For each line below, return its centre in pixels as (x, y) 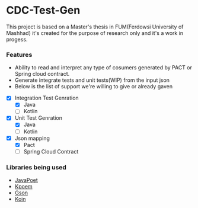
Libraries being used (36, 167)
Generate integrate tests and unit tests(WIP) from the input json (92, 80)
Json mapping (32, 138)
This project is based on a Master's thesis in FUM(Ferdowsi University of (95, 27)
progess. (17, 39)
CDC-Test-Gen (43, 10)
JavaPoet (26, 180)
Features (19, 55)
